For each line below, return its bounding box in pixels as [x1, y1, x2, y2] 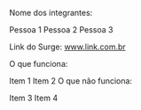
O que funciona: [9, 59, 68, 69]
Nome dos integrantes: [9, 8, 93, 18]
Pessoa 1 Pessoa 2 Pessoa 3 [9, 25, 114, 34]
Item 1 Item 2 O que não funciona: [9, 76, 133, 86]
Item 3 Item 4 [9, 92, 59, 103]
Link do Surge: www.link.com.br [9, 41, 126, 52]
